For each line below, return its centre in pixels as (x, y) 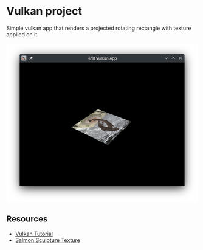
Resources (27, 219)
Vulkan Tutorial (34, 234)
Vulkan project (44, 11)
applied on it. (23, 34)
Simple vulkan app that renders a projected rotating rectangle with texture (99, 28)
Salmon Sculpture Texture (47, 240)
